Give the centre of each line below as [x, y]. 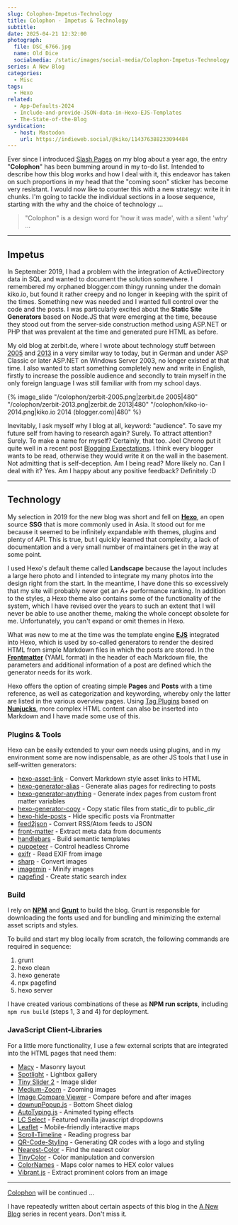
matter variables [41, 801]
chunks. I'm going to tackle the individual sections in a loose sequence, [112, 197]
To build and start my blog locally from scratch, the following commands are [118, 939]
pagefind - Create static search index [72, 876]
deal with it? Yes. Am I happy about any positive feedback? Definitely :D [112, 471]
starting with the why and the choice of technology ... [85, 204]
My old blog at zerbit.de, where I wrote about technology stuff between [112, 346]
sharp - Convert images [52, 862]
